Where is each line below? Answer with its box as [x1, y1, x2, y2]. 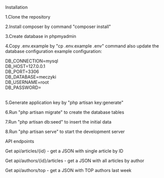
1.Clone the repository [5, 14, 51, 19]
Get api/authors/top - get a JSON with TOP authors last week [5, 167, 132, 173]
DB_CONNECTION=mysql [5, 58, 59, 64]
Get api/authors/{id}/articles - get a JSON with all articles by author [5, 157, 144, 163]
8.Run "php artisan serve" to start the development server [5, 128, 125, 134]
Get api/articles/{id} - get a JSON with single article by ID [5, 148, 124, 154]
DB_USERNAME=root [5, 79, 49, 85]
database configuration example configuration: [5, 48, 102, 54]
